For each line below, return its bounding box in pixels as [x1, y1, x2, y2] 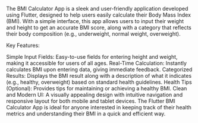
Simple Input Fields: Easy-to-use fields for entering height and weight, [6, 53, 178, 60]
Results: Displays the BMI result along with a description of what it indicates [6, 72, 192, 79]
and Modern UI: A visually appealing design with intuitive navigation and [6, 92, 183, 98]
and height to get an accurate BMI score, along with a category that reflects [6, 24, 191, 31]
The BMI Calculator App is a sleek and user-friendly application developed [6, 5, 188, 12]
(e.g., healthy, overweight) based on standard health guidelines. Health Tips [6, 78, 192, 86]
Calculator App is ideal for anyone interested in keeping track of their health [6, 104, 192, 111]
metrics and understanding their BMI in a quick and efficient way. [6, 110, 166, 117]
